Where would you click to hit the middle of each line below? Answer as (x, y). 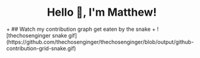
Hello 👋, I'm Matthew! (102, 12)
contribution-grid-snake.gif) (41, 48)
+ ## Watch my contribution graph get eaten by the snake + (81, 29)
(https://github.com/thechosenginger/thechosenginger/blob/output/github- (100, 42)
